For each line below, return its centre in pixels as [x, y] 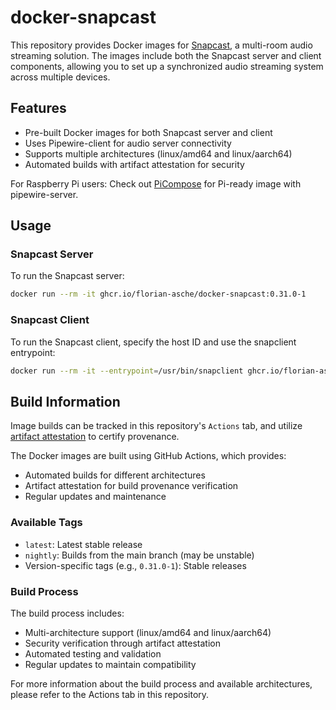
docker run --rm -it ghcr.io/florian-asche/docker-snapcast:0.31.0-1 [158, 294]
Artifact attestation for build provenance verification [131, 486]
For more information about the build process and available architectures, [161, 683]
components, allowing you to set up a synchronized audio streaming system [167, 66]
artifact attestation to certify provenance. [95, 437]
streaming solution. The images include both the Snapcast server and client [166, 55]
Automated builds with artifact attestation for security [134, 164]
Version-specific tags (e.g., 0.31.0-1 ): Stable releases [135, 565]
